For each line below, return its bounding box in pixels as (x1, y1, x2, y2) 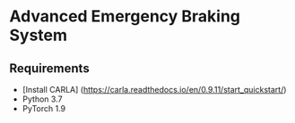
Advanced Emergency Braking (9, 6, 240, 27)
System (9, 25, 68, 45)
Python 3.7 (22, 94, 63, 104)
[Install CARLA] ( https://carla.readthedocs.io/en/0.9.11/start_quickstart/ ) (22, 85, 287, 94)
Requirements (9, 61, 90, 76)
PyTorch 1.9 (22, 103, 66, 113)
